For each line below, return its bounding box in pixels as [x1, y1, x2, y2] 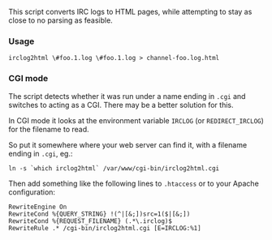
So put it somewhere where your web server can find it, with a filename [8, 139, 248, 149]
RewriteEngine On [8, 203, 67, 211]
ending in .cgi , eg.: [8, 148, 73, 158]
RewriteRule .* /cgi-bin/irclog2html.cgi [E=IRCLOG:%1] [8, 224, 201, 232]
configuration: [8, 186, 55, 197]
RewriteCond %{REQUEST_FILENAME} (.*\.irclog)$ [8, 216, 173, 225]
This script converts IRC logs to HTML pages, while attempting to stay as [8, 7, 253, 16]
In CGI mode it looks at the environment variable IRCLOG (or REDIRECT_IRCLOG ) [8, 115, 264, 125]
